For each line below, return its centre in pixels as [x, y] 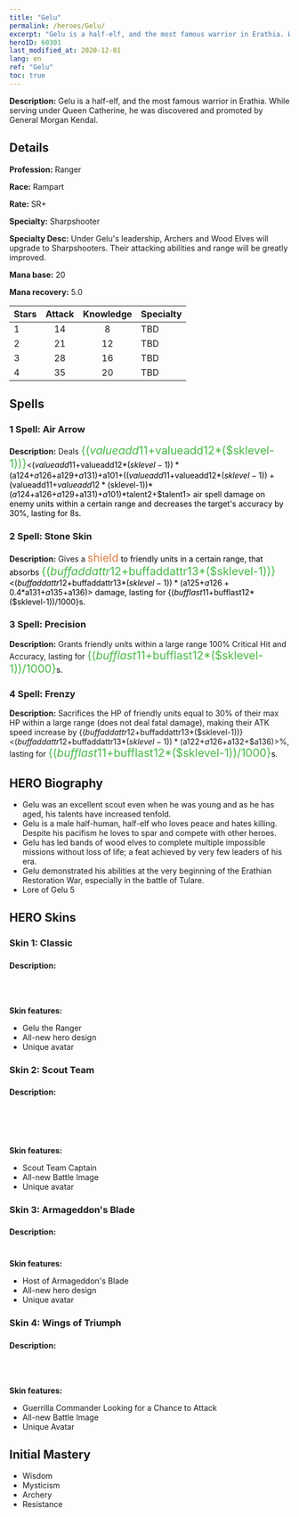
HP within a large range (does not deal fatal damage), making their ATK [139, 723]
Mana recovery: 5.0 [46, 291]
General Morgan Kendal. [54, 119]
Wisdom [37, 1476]
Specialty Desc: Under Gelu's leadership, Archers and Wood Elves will [139, 238]
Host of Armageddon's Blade [75, 1281]
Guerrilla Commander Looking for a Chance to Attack [120, 1407]
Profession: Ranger [45, 169]
